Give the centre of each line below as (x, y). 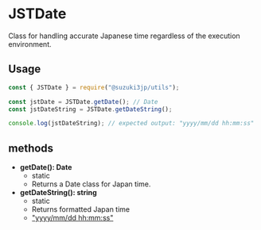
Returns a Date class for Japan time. (91, 184)
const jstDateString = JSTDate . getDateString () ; (90, 109)
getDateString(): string (58, 193)
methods (31, 148)
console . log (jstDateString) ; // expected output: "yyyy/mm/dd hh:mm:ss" (131, 124)
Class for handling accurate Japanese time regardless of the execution (124, 36)
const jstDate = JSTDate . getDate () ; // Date (83, 102)
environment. (30, 44)
